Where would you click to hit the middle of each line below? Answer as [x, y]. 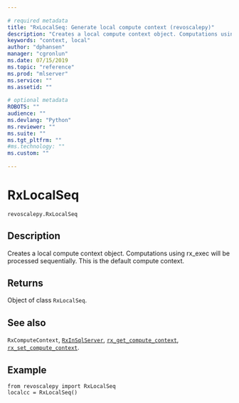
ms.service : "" [30, 80]
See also [27, 323]
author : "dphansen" [36, 47]
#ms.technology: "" [36, 147]
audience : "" [27, 113]
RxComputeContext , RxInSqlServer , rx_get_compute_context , [93, 340]
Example [27, 370]
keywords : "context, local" [49, 41]
